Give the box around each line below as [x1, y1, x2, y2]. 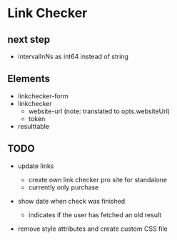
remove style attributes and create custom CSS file [17, 224, 168, 233]
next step [7, 33, 51, 46]
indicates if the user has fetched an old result [28, 210, 162, 219]
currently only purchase [28, 183, 99, 192]
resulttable [17, 122, 50, 130]
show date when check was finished [17, 197, 126, 205]
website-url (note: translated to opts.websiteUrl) [28, 107, 170, 115]
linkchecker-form [17, 91, 69, 100]
